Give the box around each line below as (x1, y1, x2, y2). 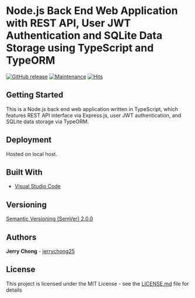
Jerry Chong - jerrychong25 (6, 248, 75, 255)
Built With (6, 167, 43, 177)
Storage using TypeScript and (6, 41, 154, 55)
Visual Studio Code (14, 183, 61, 190)
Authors (6, 232, 37, 242)
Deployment (6, 135, 52, 145)
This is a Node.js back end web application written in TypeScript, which (6, 105, 178, 112)
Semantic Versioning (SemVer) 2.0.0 (6, 215, 93, 223)
